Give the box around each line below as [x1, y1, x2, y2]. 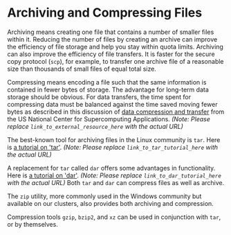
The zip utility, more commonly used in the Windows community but [7, 192, 202, 200]
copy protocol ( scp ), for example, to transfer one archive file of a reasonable [7, 57, 224, 65]
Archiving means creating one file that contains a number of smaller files [7, 28, 214, 36]
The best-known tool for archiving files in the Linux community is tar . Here [7, 135, 221, 143]
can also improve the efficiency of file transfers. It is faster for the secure [7, 50, 216, 58]
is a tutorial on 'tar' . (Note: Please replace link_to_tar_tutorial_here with [7, 143, 219, 151]
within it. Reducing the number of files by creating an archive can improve [7, 35, 218, 43]
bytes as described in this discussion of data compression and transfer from [7, 107, 225, 116]
